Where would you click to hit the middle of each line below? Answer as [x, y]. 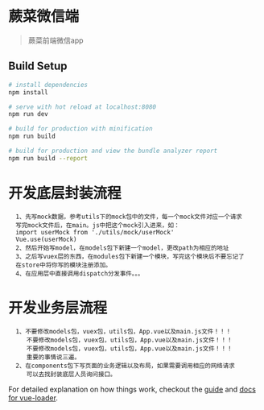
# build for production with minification [80, 129]
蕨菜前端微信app [56, 40]
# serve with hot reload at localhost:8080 [82, 107]
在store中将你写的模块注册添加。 [64, 265]
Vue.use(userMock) [47, 239]
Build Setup [38, 66]
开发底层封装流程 [65, 193]
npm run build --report [48, 158]
